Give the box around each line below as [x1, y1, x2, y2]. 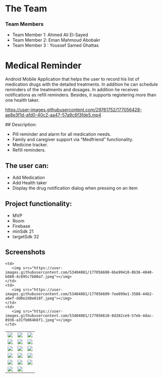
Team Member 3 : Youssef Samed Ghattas [12, 43, 99, 49]
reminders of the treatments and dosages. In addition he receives [5, 87, 139, 93]
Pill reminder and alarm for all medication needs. [12, 131, 111, 137]
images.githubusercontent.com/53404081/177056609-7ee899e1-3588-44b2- [5, 291, 154, 296]
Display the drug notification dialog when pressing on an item [12, 185, 138, 191]
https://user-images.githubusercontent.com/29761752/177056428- [5, 107, 142, 113]
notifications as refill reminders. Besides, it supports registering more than [5, 92, 157, 98]
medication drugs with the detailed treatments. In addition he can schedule [5, 81, 158, 87]
